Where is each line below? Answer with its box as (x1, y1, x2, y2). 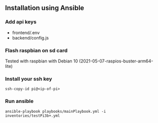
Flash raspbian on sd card (5, 47, 68, 54)
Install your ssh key (5, 75, 52, 82)
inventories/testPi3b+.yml (5, 113, 60, 118)
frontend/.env (12, 29, 40, 36)
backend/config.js (12, 35, 49, 41)
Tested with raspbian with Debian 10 (5, 58, 78, 64)
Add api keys (5, 19, 37, 25)
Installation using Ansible (5, 4, 85, 12)
